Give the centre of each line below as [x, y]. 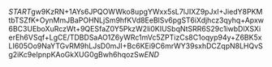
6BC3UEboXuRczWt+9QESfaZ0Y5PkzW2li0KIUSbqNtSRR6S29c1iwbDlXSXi [135, 29]
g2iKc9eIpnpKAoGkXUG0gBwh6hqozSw [76, 54]
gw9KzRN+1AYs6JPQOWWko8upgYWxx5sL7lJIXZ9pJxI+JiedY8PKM [147, 12]
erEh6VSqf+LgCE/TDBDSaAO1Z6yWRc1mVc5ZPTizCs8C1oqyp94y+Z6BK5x [135, 37]
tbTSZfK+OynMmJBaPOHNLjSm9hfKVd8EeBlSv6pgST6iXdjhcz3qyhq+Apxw [136, 20]
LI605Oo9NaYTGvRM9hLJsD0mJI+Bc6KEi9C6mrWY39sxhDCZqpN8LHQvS [136, 46]
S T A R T [20, 12]
